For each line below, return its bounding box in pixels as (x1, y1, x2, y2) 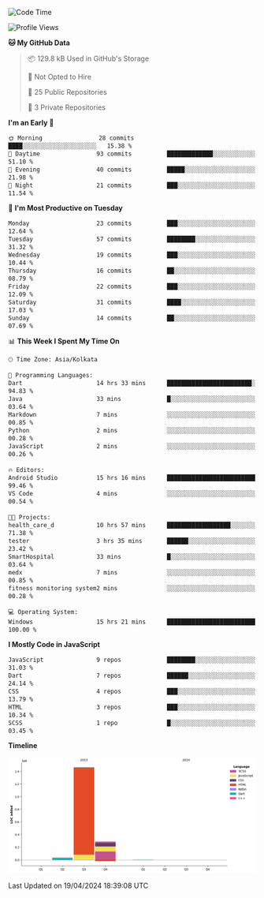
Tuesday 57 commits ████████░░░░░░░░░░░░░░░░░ (8, 235, 256, 243)
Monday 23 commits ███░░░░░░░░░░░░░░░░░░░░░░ (8, 219, 256, 227)
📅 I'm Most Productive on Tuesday (8, 204, 124, 212)
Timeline (8, 741, 38, 750)
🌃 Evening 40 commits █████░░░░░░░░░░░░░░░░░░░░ (8, 166, 256, 174)
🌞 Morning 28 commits (8, 134, 135, 142)
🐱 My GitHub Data (8, 38, 71, 47)
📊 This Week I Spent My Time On (8, 336, 120, 346)
